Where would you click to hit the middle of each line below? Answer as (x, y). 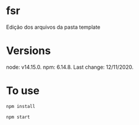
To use (23, 91)
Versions (29, 51)
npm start (18, 117)
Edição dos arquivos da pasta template (53, 27)
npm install (21, 106)
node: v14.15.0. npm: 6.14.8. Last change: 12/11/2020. (70, 67)
